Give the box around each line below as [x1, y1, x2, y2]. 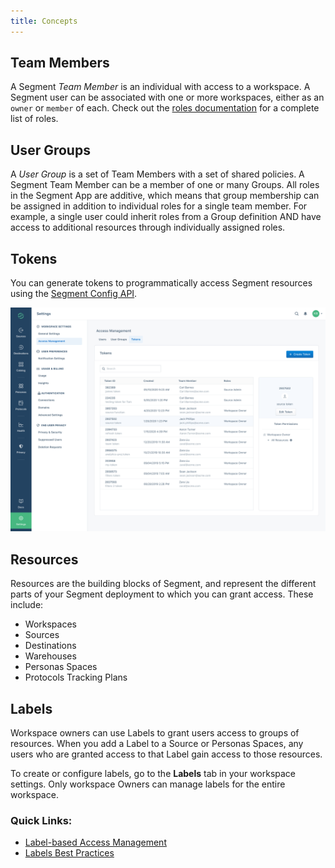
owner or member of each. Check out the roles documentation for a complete [10, 102, 320, 114]
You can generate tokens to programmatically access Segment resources [10, 277, 313, 289]
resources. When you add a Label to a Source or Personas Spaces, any [10, 738, 304, 749]
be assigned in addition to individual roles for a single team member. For [10, 200, 308, 212]
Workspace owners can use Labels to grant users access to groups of [10, 727, 300, 739]
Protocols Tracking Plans [24, 671, 128, 684]
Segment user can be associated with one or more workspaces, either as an [10, 91, 325, 104]
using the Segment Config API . [10, 288, 138, 300]
